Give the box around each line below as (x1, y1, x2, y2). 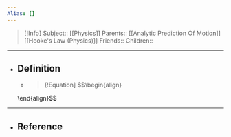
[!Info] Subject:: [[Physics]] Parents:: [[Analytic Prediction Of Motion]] (23, 29, 221, 37)
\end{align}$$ (16, 94, 57, 103)
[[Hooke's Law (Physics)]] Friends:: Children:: (23, 36, 153, 45)
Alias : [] (7, 10, 36, 17)
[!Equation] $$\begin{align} (44, 81, 122, 89)
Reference (16, 120, 63, 132)
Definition (16, 63, 60, 74)
